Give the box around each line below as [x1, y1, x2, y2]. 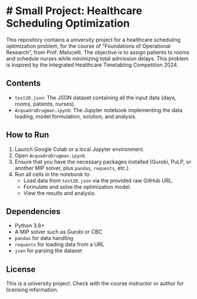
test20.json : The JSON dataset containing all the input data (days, [14, 94, 176, 101]
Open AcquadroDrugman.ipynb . [14, 152, 86, 159]
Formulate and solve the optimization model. [23, 183, 131, 190]
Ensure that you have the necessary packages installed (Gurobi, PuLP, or [14, 158, 192, 165]
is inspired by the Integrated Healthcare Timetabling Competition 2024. [6, 61, 179, 68]
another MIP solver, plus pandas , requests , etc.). [14, 164, 131, 172]
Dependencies [6, 206, 61, 216]
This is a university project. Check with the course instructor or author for [6, 280, 184, 287]
